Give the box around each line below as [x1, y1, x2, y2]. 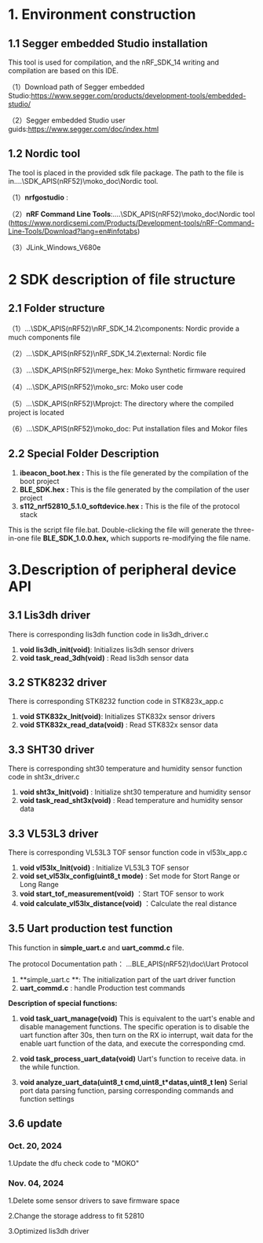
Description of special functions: [8, 998, 118, 1007]
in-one [8, 533, 30, 543]
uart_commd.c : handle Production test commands [19, 983, 186, 992]
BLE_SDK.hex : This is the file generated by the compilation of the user [19, 485, 250, 494]
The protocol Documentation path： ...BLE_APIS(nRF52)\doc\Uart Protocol [8, 959, 249, 968]
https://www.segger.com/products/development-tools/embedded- [31, 91, 247, 100]
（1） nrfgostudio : [8, 192, 68, 202]
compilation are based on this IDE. [8, 66, 119, 75]
